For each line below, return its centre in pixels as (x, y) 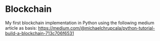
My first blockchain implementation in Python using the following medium (80, 23)
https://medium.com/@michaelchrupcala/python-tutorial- (96, 28)
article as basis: (21, 28)
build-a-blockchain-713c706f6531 (40, 33)
